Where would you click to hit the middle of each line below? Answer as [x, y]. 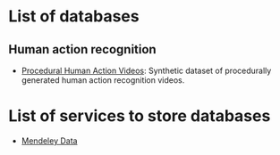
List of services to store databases [140, 116]
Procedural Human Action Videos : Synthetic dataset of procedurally [146, 70]
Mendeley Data [49, 141]
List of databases [74, 16]
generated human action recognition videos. [103, 80]
